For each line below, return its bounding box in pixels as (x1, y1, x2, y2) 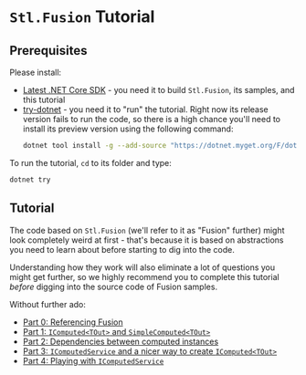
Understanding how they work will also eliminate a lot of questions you (9, 262, 276, 273)
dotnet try (9, 175, 51, 184)
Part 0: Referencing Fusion (22, 317, 123, 328)
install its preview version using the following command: (22, 123, 234, 134)
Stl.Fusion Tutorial (9, 6, 155, 27)
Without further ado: (9, 298, 87, 309)
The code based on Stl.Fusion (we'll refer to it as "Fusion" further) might (9, 224, 285, 235)
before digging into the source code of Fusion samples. (9, 281, 217, 292)
